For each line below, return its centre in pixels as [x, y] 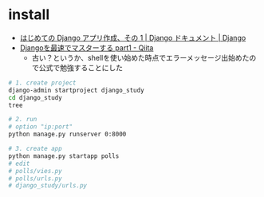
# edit [19, 164]
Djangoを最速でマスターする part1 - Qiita [87, 47]
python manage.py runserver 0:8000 [67, 134]
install [29, 15]
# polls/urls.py [35, 178]
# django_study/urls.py [48, 186]
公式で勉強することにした [81, 67]
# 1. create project [43, 83]
